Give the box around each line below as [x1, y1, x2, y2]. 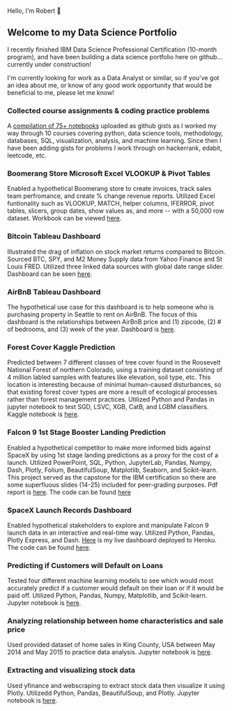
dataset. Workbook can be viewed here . [7, 214, 122, 222]
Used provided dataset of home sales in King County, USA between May [7, 641, 216, 649]
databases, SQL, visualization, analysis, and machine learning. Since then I [7, 137, 222, 145]
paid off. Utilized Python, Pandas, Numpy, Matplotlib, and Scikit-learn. [7, 591, 208, 599]
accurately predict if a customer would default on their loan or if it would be [7, 584, 224, 592]
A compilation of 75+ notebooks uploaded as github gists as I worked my [7, 122, 217, 130]
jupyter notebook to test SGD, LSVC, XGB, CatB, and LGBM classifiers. [7, 403, 209, 411]
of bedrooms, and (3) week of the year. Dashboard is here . [7, 325, 176, 333]
